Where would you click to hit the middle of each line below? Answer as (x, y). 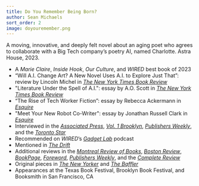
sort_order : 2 (24, 23)
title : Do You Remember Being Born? (52, 12)
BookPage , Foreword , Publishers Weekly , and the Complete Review (97, 157)
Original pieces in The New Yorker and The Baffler (77, 164)
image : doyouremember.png (38, 28)
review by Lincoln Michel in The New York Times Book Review (91, 82)
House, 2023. (23, 58)
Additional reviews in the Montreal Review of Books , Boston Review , (98, 152)
